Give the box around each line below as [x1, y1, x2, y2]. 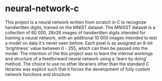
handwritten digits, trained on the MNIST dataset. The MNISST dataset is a [5, 24, 156, 30]
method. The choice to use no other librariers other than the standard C [5, 61, 149, 67]
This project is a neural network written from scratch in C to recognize [5, 19, 147, 25]
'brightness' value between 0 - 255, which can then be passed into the [5, 45, 148, 51]
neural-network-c [5, 3, 79, 14]
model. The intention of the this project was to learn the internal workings [5, 50, 153, 56]
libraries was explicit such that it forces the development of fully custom [5, 66, 151, 72]
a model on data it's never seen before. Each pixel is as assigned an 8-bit [5, 40, 153, 46]
